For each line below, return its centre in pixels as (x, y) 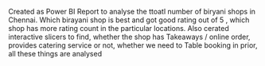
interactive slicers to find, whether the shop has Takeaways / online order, (129, 37)
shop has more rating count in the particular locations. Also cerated (119, 28)
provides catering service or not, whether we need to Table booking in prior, (133, 45)
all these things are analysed (55, 54)
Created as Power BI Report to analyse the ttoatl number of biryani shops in (132, 12)
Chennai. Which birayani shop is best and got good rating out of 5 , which (129, 20)
